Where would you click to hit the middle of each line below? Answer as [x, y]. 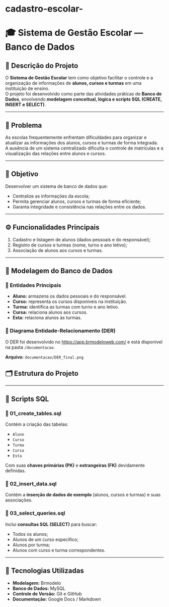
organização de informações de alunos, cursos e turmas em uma [73, 83]
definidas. [16, 471]
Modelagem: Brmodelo [37, 583]
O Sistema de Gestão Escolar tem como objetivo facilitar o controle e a [79, 78]
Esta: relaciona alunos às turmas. [47, 318]
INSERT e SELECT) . [26, 105]
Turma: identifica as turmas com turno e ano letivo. [66, 307]
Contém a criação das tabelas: [37, 424]
